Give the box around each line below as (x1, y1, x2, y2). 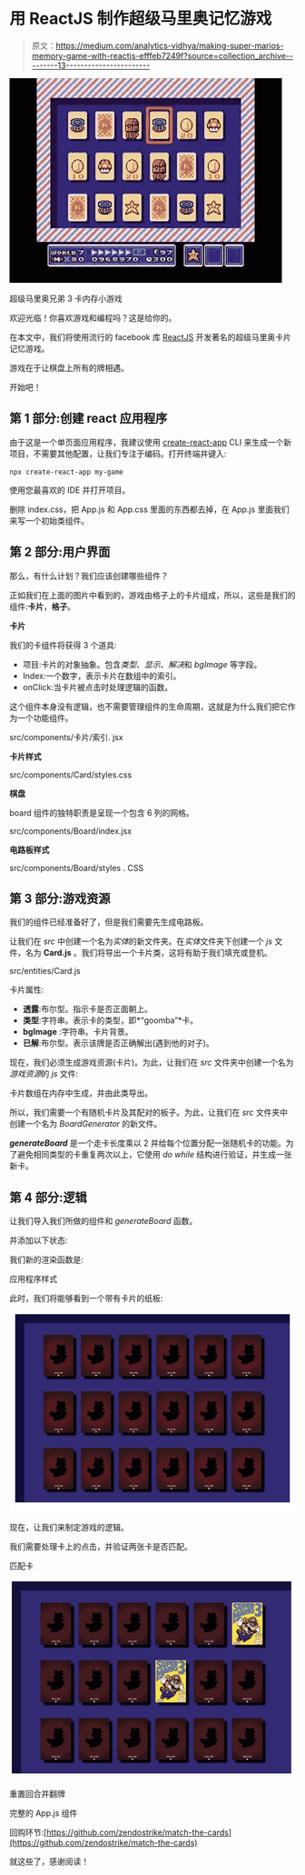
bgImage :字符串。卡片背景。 (22, 1027, 133, 1038)
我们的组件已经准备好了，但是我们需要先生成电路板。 (9, 917, 209, 927)
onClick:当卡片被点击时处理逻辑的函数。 (22, 681, 173, 692)
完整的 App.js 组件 (9, 1807, 78, 1819)
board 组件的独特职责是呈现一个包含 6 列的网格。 (9, 807, 195, 818)
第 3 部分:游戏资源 (9, 890, 111, 906)
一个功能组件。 (16, 712, 74, 723)
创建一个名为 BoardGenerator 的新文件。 (9, 1118, 162, 1129)
